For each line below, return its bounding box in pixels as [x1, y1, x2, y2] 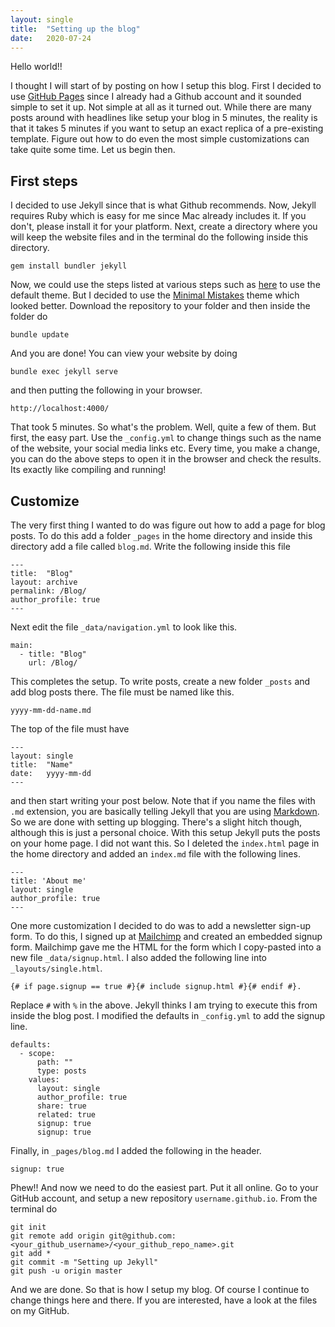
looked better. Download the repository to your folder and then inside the [10, 300, 311, 312]
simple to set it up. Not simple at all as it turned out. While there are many [10, 101, 312, 113]
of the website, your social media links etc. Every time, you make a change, [10, 442, 321, 455]
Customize [10, 492, 80, 510]
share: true [36, 1101, 87, 1111]
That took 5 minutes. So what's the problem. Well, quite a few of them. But [10, 421, 317, 433]
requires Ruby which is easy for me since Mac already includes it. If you [10, 210, 307, 222]
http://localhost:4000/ [10, 404, 110, 414]
